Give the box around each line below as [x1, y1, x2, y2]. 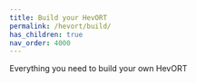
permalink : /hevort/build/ [9, 22, 112, 31]
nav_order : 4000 [9, 38, 71, 48]
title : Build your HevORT [9, 13, 107, 23]
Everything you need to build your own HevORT [9, 63, 188, 74]
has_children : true [9, 30, 84, 39]
